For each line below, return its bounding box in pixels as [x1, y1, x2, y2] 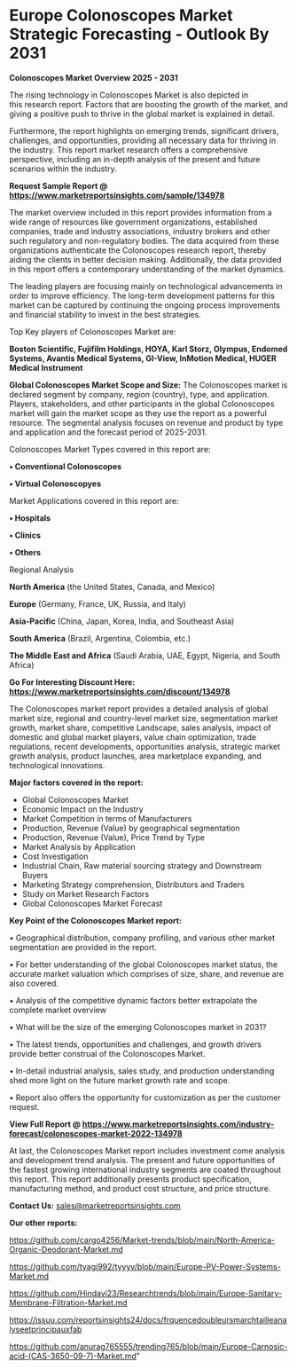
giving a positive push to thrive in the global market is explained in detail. [9, 108, 275, 119]
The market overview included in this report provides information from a [9, 207, 272, 217]
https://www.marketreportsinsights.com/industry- [82, 1119, 275, 1129]
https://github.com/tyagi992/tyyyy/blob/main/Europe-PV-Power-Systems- [9, 1261, 281, 1271]
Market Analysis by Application [21, 841, 136, 852]
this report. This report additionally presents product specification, [9, 1173, 253, 1184]
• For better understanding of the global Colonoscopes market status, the [9, 959, 278, 970]
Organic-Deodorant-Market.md [9, 1244, 124, 1255]
